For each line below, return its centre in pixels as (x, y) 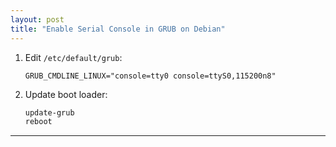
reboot (38, 122)
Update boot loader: (66, 94)
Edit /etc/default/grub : (73, 57)
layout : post (37, 19)
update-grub (49, 112)
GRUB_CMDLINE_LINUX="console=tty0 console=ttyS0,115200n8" (150, 76)
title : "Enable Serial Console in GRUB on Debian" (118, 29)
